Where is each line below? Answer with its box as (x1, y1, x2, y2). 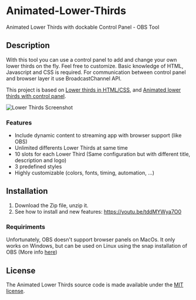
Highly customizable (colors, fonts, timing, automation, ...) (14, 169, 154, 177)
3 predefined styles (14, 163, 62, 170)
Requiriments (6, 223, 46, 231)
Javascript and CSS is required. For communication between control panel (6, 69, 186, 76)
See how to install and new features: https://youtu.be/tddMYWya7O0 (14, 208, 182, 215)
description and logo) (14, 157, 67, 164)
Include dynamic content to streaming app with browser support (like (14, 132, 182, 139)
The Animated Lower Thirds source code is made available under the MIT (6, 281, 184, 288)
